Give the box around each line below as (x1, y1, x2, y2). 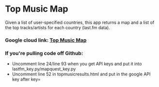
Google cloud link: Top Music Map (5, 36, 87, 43)
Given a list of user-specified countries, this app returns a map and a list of (5, 19, 155, 25)
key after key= (12, 76, 41, 82)
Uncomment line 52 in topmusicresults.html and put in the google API (12, 71, 151, 77)
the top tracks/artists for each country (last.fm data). (5, 24, 111, 30)
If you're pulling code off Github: (5, 50, 83, 56)
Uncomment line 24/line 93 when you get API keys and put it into (12, 61, 142, 67)
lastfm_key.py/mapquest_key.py (12, 66, 76, 72)
